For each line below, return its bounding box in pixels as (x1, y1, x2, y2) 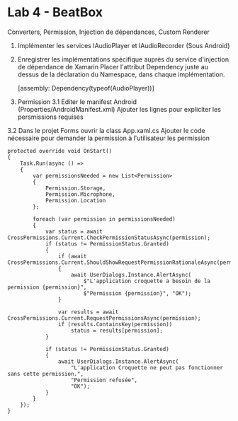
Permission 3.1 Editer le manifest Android (17, 97, 137, 106)
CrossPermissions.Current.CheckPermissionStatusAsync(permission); (7, 234, 211, 241)
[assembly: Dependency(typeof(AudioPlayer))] (17, 83, 154, 92)
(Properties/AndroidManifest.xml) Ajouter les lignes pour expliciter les (17, 105, 222, 113)
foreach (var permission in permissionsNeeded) (33, 215, 176, 223)
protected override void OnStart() (7, 147, 113, 154)
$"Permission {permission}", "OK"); (83, 289, 192, 297)
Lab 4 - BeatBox (7, 4, 103, 21)
